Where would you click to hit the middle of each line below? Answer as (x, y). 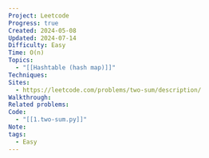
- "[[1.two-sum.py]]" (51, 120)
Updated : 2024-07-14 (43, 38)
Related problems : (39, 105)
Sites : (19, 82)
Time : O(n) (26, 53)
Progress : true (34, 23)
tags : (17, 134)
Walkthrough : (30, 97)
